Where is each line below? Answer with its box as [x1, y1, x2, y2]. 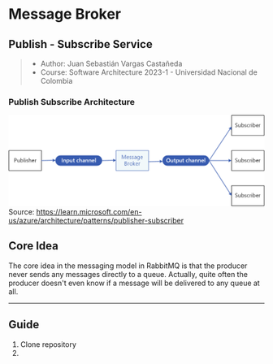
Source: [8, 206, 35, 216]
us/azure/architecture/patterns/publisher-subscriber [8, 215, 184, 225]
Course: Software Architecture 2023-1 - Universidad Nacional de [40, 67, 258, 77]
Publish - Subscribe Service [8, 37, 153, 51]
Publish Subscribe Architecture [8, 96, 136, 107]
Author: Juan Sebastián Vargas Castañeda [40, 58, 183, 68]
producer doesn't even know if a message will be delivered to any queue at [8, 278, 260, 288]
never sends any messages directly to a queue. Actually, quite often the [8, 269, 248, 279]
